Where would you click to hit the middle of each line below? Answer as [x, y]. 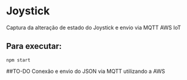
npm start [19, 60]
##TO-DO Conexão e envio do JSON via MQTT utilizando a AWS [86, 71]
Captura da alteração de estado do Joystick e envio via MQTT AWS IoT [93, 27]
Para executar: [34, 46]
